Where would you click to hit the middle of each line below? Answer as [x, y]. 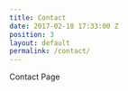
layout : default [40, 43]
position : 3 [32, 34]
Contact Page [35, 77]
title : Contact [38, 18]
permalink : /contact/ [50, 51]
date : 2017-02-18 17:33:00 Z [64, 26]
